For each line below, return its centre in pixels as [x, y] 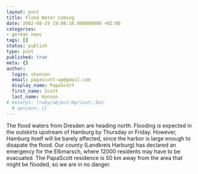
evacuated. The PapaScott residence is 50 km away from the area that [94, 158]
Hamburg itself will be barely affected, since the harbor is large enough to [99, 138]
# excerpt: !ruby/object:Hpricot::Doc [55, 102]
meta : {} [17, 63]
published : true [27, 57]
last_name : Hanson [35, 97]
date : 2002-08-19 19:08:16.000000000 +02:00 [63, 23]
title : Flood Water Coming [40, 18]
